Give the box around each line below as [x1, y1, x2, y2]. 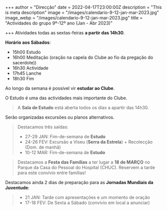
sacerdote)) [12, 60, 36, 65]
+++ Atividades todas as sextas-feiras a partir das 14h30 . [5, 30, 125, 35]
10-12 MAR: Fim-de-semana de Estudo [24, 150, 105, 155]
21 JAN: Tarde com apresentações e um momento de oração [24, 195, 150, 200]
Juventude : [5, 185, 30, 191]
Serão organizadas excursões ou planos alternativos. [5, 114, 114, 120]
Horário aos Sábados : [5, 39, 51, 45]
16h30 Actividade [12, 65, 48, 71]
